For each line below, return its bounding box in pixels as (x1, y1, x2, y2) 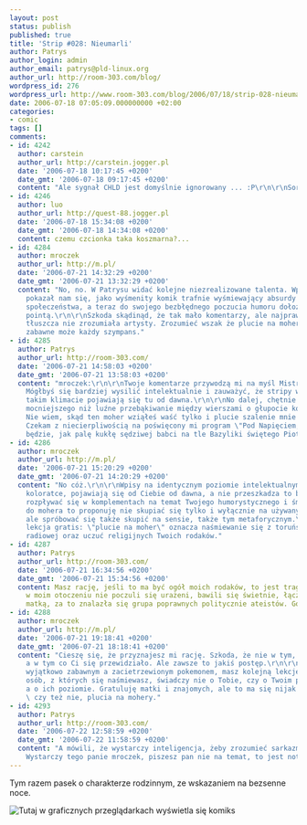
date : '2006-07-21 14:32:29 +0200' (17, 269, 153, 278)
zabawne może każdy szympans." (26, 328, 145, 337)
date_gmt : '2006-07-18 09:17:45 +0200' (17, 175, 170, 184)
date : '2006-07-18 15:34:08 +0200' (17, 217, 153, 227)
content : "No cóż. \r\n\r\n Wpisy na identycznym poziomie (17, 481, 239, 490)
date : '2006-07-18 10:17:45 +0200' (17, 166, 153, 175)
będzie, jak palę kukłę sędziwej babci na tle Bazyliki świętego (26, 429, 281, 439)
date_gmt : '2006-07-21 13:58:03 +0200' (17, 370, 170, 379)
